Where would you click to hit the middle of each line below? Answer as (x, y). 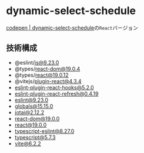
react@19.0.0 (31, 125)
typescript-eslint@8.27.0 (44, 131)
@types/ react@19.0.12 (41, 75)
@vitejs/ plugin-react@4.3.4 (48, 81)
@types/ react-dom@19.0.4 (47, 69)
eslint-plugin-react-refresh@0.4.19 (56, 93)
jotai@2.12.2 (29, 112)
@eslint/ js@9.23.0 (37, 62)
